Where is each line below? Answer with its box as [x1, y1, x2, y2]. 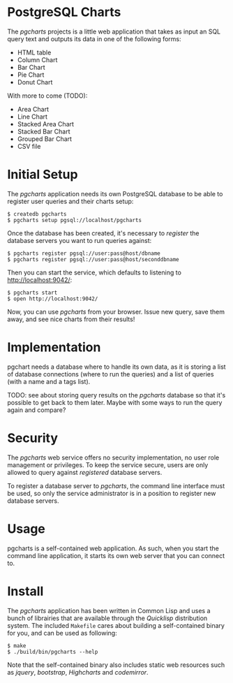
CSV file [17, 142, 41, 150]
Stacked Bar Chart [17, 127, 70, 135]
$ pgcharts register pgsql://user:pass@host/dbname [7, 249, 160, 257]
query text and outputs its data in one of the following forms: [7, 34, 181, 43]
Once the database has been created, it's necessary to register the [7, 228, 200, 237]
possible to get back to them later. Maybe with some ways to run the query [7, 398, 223, 406]
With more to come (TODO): [7, 91, 88, 100]
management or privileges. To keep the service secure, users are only [7, 460, 209, 469]
